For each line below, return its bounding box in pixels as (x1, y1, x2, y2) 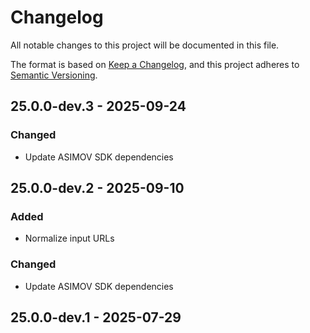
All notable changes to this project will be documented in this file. (10, 39, 280, 51)
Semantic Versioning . (10, 69, 98, 81)
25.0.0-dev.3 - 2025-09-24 (10, 98, 187, 115)
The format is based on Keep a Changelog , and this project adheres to (10, 58, 300, 70)
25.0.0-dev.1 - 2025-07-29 (10, 309, 182, 326)
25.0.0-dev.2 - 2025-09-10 (10, 180, 185, 197)
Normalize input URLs (24, 232, 115, 245)
